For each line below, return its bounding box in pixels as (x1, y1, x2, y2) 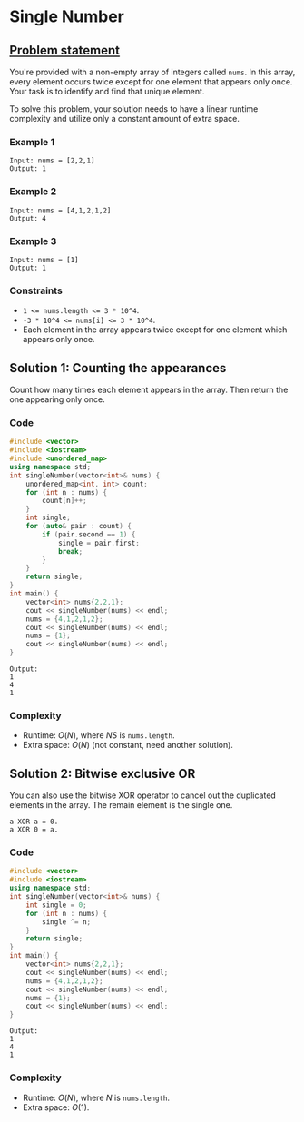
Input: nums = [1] (9, 255, 79, 264)
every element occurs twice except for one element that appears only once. (9, 76, 293, 87)
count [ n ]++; (42, 497, 88, 506)
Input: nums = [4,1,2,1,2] (9, 206, 112, 215)
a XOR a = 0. (9, 817, 59, 827)
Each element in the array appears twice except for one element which (22, 324, 288, 335)
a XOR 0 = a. (9, 825, 59, 834)
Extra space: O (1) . (22, 1101, 90, 1113)
